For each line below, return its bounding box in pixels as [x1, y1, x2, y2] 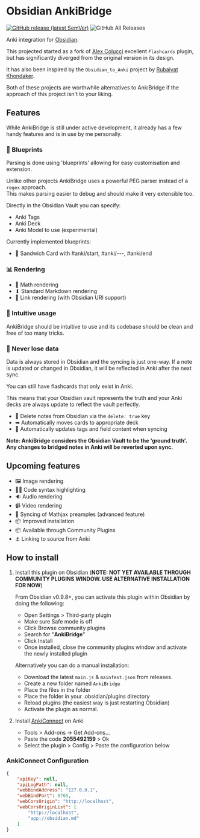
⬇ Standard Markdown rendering [14, 288, 98, 295]
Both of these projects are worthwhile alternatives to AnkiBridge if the [6, 83, 180, 91]
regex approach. [6, 184, 47, 191]
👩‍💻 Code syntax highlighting [14, 486, 86, 493]
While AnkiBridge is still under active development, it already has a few [6, 124, 183, 131]
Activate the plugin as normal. [23, 705, 98, 712]
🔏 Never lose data [6, 344, 59, 353]
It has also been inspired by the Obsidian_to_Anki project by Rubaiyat [6, 65, 178, 73]
